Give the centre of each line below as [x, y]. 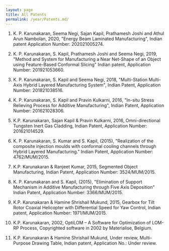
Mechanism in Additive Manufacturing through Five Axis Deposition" [84, 187]
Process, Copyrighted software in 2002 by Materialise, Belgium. [86, 228]
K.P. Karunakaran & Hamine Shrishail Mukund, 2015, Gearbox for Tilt [84, 202]
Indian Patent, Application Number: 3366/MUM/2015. [68, 193]
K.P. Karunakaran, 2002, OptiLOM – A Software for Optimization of [82, 223]
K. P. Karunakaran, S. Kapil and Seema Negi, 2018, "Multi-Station [80, 80]
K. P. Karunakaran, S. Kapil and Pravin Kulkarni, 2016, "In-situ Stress [83, 100]
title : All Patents [26, 15]
